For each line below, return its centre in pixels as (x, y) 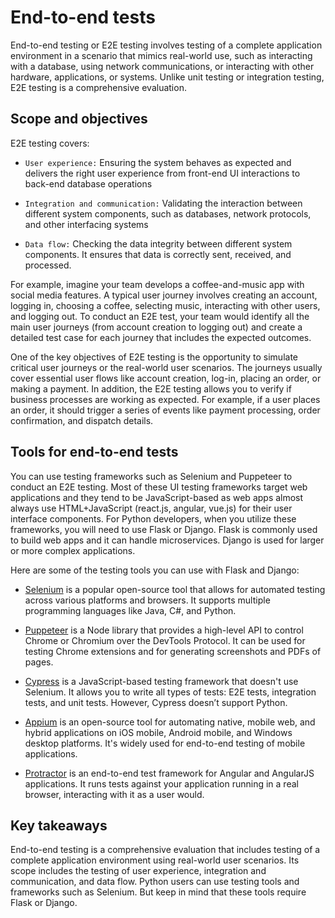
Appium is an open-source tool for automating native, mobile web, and (170, 722)
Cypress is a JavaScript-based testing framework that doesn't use (161, 681)
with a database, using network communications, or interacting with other (162, 66)
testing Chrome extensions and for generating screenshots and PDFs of (173, 651)
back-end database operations (88, 183)
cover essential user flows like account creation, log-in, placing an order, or (166, 378)
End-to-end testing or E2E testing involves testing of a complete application (166, 45)
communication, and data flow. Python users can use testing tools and (155, 882)
